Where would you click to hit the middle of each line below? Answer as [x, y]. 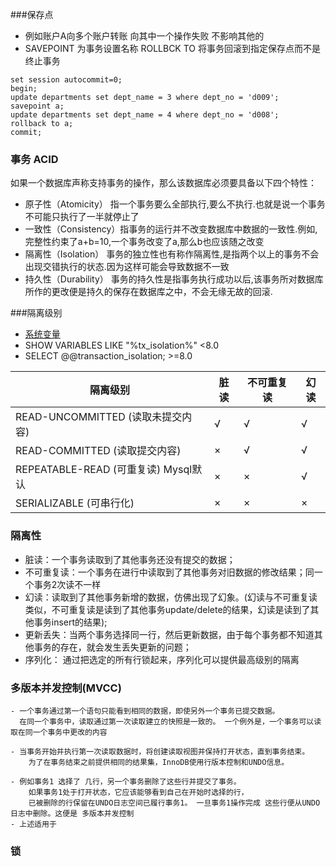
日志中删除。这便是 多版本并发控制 [72, 813]
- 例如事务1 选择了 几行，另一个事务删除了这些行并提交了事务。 [126, 781]
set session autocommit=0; [66, 80]
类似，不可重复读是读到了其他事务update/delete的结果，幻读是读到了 [167, 609]
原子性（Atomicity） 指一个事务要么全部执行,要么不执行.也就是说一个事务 [175, 204]
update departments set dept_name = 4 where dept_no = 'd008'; [145, 115]
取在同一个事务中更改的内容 [59, 732]
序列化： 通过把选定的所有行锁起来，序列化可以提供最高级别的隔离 [162, 659]
